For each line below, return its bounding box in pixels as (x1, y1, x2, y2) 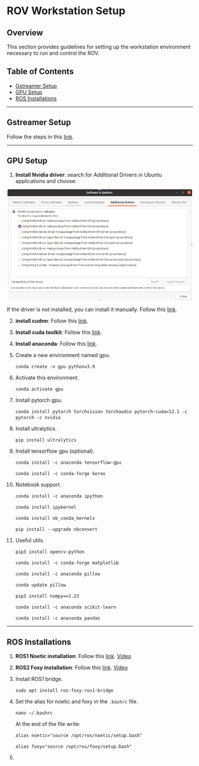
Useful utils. (15, 537, 45, 544)
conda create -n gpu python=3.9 (15, 364, 95, 370)
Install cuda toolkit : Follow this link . (15, 329, 102, 336)
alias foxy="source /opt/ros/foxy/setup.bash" (15, 744, 132, 750)
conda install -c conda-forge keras (15, 471, 106, 477)
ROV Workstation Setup (6, 4, 126, 18)
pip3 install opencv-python (15, 549, 84, 555)
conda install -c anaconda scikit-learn (15, 604, 116, 610)
